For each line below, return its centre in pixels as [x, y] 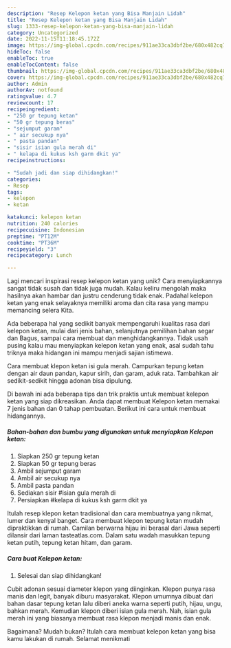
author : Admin [27, 84]
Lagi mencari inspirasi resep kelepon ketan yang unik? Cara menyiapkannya [114, 281]
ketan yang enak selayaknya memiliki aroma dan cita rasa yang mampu [108, 303]
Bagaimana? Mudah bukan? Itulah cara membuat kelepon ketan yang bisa [112, 632]
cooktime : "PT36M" [33, 243]
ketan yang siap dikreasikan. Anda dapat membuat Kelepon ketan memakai [113, 401]
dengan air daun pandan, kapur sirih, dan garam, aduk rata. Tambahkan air [113, 373]
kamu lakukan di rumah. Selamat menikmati [69, 639]
